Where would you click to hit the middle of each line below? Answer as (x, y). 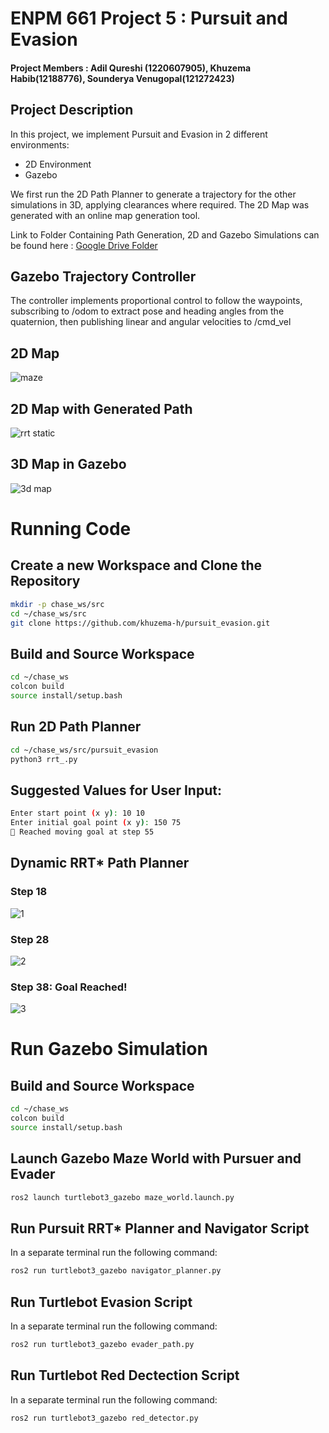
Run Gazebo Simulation (109, 1049)
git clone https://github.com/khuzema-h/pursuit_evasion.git (140, 623)
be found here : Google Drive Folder (84, 245)
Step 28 (30, 939)
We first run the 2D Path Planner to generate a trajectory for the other (153, 194)
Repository (45, 581)
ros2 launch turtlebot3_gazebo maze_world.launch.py (122, 1197)
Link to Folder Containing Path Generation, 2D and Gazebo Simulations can (165, 234)
